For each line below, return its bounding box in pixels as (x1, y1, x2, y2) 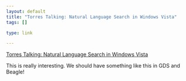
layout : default (6, 8, 46, 15)
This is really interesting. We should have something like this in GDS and (6, 62, 181, 69)
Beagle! (6, 68, 25, 76)
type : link (6, 30, 33, 36)
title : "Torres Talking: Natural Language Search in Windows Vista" (6, 14, 177, 20)
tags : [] (6, 19, 28, 25)
